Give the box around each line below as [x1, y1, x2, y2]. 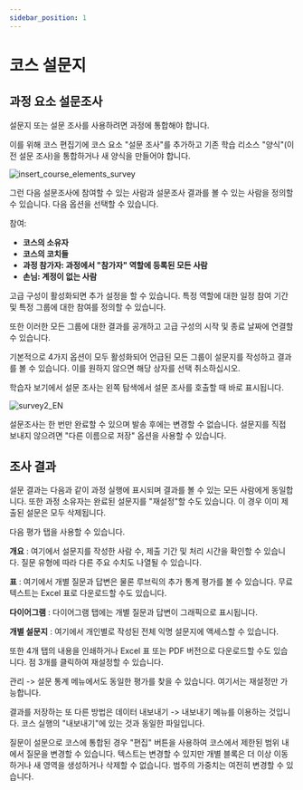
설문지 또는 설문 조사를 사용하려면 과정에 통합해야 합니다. [9, 120, 210, 130]
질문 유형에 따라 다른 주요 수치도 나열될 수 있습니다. [21, 557, 202, 568]
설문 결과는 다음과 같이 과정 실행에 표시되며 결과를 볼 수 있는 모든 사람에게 [9, 485, 270, 496]
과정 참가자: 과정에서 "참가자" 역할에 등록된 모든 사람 [22, 259, 208, 270]
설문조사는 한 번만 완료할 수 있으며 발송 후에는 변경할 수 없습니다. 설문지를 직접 [9, 419, 287, 429]
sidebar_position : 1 [9, 13, 88, 23]
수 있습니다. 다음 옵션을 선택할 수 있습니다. [9, 198, 159, 209]
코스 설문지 [9, 55, 87, 75]
